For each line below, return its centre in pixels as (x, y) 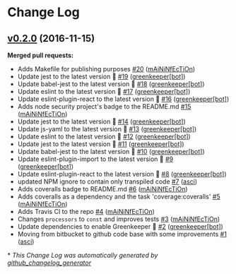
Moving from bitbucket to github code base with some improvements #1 (122, 234)
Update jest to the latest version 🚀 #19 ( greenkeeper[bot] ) (101, 76)
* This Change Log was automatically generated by (83, 255)
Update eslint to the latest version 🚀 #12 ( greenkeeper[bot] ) (104, 136)
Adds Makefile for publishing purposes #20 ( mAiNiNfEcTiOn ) (106, 69)
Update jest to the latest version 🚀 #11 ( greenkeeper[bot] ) (101, 144)
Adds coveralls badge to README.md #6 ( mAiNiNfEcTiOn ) (103, 189)
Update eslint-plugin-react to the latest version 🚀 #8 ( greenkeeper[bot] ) (122, 174)
